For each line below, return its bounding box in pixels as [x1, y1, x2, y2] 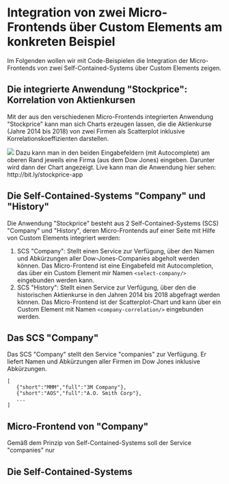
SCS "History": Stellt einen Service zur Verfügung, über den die [16, 283, 196, 292]
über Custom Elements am [69, 19, 223, 35]
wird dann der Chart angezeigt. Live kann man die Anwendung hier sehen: [7, 163, 217, 171]
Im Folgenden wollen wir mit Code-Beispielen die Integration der [7, 56, 189, 64]
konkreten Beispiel [7, 34, 116, 49]
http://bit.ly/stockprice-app [7, 170, 83, 179]
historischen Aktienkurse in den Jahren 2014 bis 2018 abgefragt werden [16, 290, 221, 298]
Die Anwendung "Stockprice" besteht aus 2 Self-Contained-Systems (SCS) [7, 219, 219, 227]
